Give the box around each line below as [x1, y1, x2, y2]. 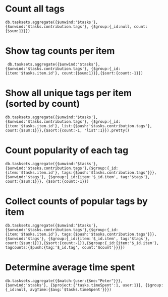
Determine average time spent [5, 261, 135, 273]
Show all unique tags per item [5, 88, 132, 99]
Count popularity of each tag [5, 144, 129, 156]
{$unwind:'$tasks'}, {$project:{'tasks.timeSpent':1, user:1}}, [5, 282, 143, 287]
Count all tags [5, 3, 65, 15]
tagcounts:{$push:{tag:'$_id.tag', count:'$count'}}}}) [5, 245, 125, 250]
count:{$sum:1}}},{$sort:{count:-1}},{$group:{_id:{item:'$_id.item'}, [5, 240, 159, 246]
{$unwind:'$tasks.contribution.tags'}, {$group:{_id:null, [5, 24, 132, 29]
